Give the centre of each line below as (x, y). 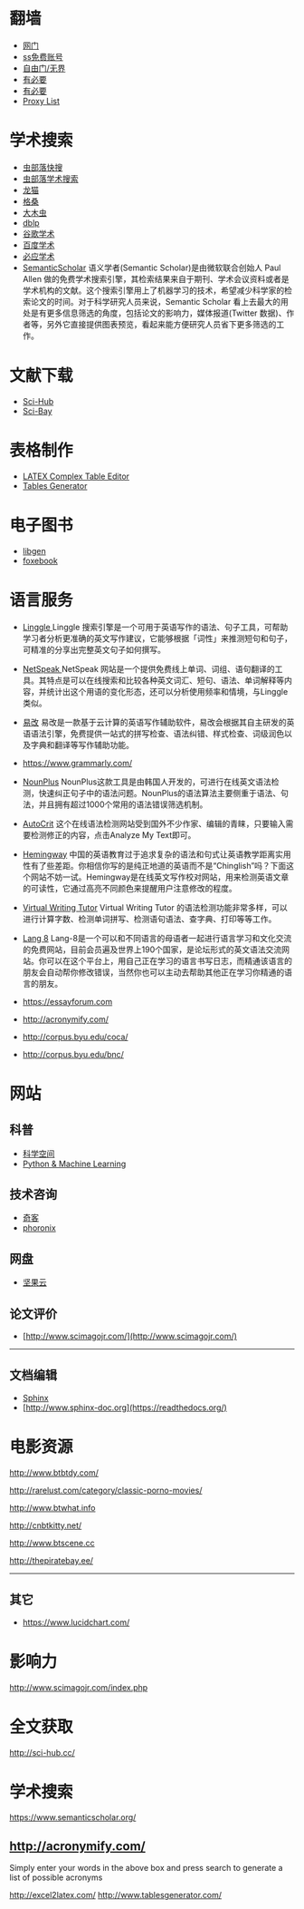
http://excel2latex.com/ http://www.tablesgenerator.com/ (116, 1895)
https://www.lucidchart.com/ (76, 1622)
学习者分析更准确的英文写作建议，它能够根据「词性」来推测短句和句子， (157, 638)
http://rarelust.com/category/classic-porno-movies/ (106, 1490)
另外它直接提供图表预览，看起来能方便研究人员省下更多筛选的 (161, 324)
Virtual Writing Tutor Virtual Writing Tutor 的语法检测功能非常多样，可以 (155, 907)
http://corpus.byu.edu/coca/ (75, 1037)
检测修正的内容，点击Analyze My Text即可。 (113, 834)
